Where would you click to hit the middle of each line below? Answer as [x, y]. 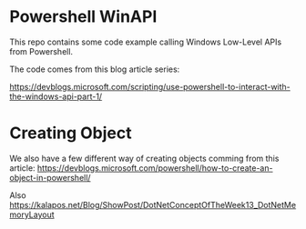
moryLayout [32, 214]
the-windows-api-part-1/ [56, 96]
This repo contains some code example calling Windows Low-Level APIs [146, 42]
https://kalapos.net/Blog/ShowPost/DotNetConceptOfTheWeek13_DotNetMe [153, 204]
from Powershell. [41, 51]
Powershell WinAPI [83, 17]
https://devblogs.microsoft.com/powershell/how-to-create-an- [155, 168]
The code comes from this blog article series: [95, 69]
